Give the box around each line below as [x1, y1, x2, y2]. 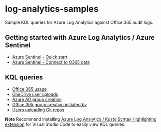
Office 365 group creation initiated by [12, 101, 87, 107]
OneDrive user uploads [12, 91, 59, 97]
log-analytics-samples [5, 3, 99, 15]
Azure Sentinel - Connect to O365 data [12, 59, 90, 65]
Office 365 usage [12, 86, 47, 92]
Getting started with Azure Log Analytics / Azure [5, 33, 155, 42]
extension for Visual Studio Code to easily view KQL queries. [5, 121, 126, 127]
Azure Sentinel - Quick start [12, 54, 68, 60]
